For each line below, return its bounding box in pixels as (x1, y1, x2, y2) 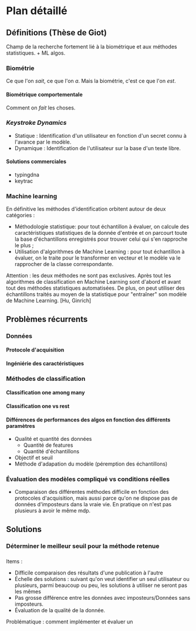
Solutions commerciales (6, 158, 66, 165)
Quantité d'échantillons (23, 448, 80, 455)
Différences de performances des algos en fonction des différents (6, 416, 171, 423)
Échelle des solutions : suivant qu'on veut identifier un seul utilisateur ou (14, 575, 190, 582)
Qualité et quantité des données (14, 436, 92, 443)
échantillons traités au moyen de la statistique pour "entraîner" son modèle (6, 291, 187, 298)
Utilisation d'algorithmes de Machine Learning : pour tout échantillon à (14, 248, 185, 255)
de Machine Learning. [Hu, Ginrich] (6, 297, 92, 304)
